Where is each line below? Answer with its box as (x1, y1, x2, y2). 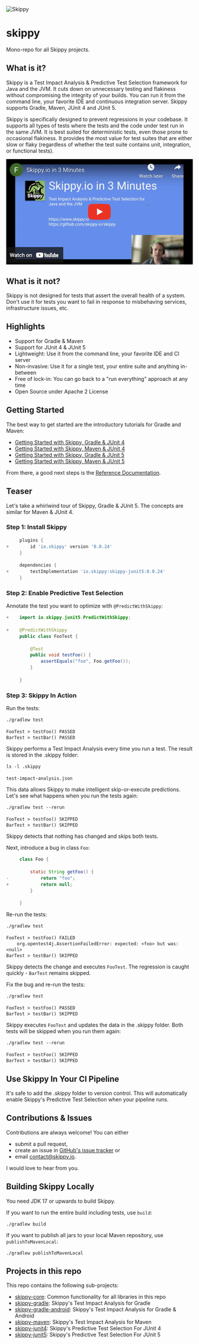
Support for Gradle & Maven (14, 337, 84, 344)
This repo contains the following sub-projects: (6, 1282, 119, 1289)
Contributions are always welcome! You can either (6, 1129, 129, 1136)
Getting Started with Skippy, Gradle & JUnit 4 (14, 439, 125, 446)
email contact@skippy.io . (14, 1153, 76, 1160)
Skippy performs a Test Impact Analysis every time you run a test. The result (6, 745, 193, 752)
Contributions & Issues (6, 1113, 92, 1123)
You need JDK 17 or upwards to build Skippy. (6, 1197, 115, 1205)
